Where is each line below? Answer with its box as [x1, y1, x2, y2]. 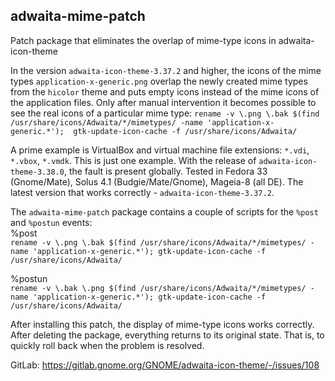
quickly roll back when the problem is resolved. [10, 339, 205, 351]
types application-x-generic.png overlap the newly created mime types [10, 75, 308, 87]
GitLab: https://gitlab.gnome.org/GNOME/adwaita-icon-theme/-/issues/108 [10, 359, 320, 371]
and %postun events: [10, 216, 93, 228]
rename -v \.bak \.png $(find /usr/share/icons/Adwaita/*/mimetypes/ [10, 283, 307, 293]
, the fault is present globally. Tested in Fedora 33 [63, 165, 268, 177]
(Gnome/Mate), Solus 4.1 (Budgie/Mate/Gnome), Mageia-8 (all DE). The [10, 175, 304, 188]
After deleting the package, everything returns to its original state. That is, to [10, 329, 325, 341]
